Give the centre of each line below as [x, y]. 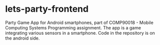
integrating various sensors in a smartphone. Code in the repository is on [80, 33]
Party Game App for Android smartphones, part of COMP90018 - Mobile [79, 22]
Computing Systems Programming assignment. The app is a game [73, 27]
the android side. [22, 38]
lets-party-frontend [47, 9]
